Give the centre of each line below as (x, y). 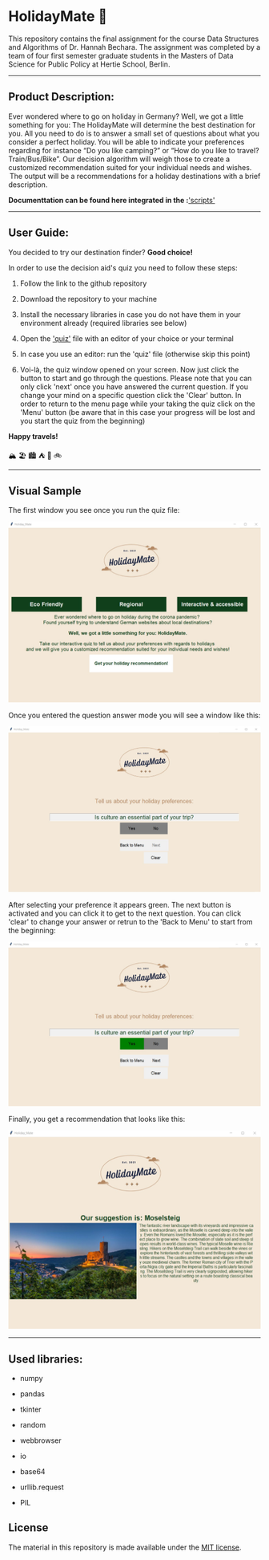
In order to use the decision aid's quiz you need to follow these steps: (123, 267)
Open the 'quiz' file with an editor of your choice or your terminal (126, 338)
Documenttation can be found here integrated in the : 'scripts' (112, 200)
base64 (32, 1471)
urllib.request (42, 1487)
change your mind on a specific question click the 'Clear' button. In (130, 395)
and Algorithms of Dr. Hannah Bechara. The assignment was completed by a (134, 47)
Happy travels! (33, 436)
